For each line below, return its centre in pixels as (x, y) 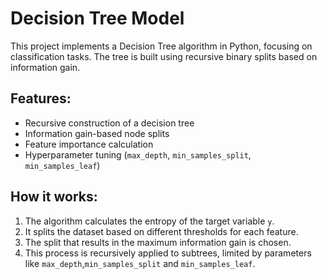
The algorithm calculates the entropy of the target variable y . (149, 221)
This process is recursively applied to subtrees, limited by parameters (168, 253)
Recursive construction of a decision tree (109, 123)
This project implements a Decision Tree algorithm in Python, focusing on (161, 46)
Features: (41, 98)
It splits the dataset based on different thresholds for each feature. (161, 231)
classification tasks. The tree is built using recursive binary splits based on (164, 56)
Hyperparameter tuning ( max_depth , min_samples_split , (138, 154)
